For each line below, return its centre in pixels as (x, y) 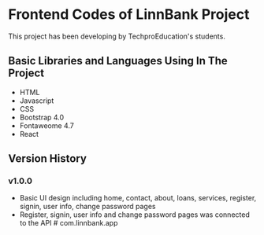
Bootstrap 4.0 (42, 117)
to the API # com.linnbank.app (69, 223)
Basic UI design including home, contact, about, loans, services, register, (138, 198)
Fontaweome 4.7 (47, 125)
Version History (47, 159)
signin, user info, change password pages (87, 207)
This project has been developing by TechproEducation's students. (117, 36)
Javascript (37, 101)
